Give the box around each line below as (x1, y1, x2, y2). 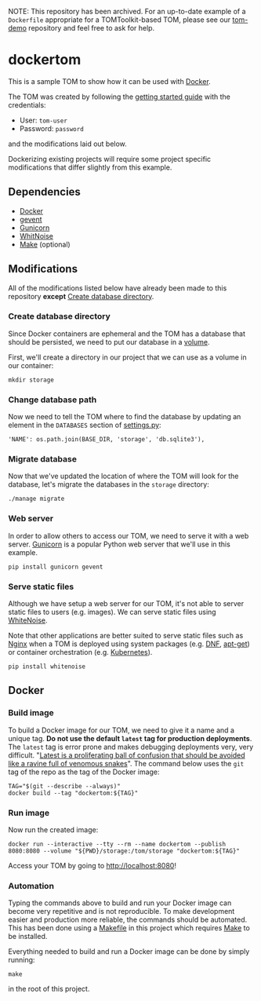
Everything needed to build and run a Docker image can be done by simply (8, 947, 250, 956)
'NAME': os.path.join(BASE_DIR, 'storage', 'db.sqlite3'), (8, 436, 205, 444)
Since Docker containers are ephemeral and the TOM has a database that (8, 329, 245, 338)
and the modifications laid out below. (8, 139, 127, 148)
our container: (8, 360, 54, 370)
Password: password (19, 123, 84, 133)
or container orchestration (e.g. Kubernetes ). (8, 648, 153, 657)
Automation (8, 880, 55, 891)
